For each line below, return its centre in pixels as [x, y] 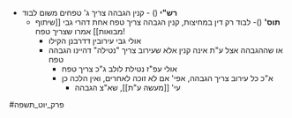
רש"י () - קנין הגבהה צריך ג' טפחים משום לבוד [100, 13]
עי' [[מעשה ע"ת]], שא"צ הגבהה [127, 88]
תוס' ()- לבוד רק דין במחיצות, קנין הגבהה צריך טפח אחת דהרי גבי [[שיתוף [157, 22]
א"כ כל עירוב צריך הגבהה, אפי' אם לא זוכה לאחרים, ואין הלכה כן [167, 78]
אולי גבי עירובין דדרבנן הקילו [94, 41]
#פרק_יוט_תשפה [37, 104]
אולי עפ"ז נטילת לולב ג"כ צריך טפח [120, 69]
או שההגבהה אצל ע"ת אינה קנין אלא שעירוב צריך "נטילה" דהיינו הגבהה [165, 50]
